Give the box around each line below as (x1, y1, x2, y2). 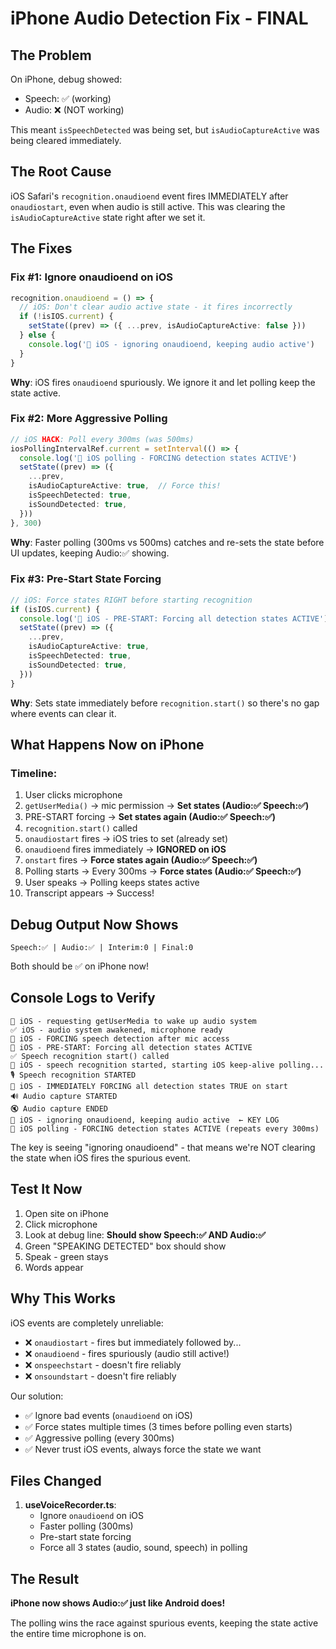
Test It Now (10, 1181, 83, 1198)
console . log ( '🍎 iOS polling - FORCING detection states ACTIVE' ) (19, 453, 298, 463)
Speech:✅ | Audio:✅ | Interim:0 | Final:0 (10, 943, 194, 953)
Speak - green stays (24, 1250, 109, 1262)
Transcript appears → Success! (24, 887, 155, 899)
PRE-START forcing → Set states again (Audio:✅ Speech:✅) (24, 811, 277, 823)
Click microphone (24, 1218, 98, 1230)
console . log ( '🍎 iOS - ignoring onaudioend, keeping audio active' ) (28, 339, 315, 349)
